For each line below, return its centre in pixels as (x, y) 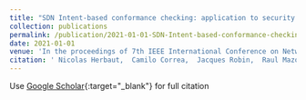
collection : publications (58, 26)
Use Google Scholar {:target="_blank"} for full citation (109, 86)
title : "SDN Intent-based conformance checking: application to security (153, 18)
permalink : (30, 35)
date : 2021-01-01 (42, 43)
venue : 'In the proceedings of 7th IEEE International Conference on (144, 52)
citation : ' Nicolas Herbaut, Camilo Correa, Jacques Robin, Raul (144, 60)
